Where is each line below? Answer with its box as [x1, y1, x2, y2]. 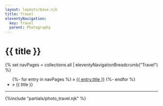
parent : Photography [9, 25, 51, 30]
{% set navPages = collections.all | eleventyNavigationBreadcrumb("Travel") [5, 62, 158, 68]
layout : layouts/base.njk [5, 7, 57, 12]
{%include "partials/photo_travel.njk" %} [5, 95, 86, 102]
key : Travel [9, 20, 34, 26]
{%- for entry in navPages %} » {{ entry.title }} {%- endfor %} [12, 76, 136, 82]
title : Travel [5, 12, 34, 16]
